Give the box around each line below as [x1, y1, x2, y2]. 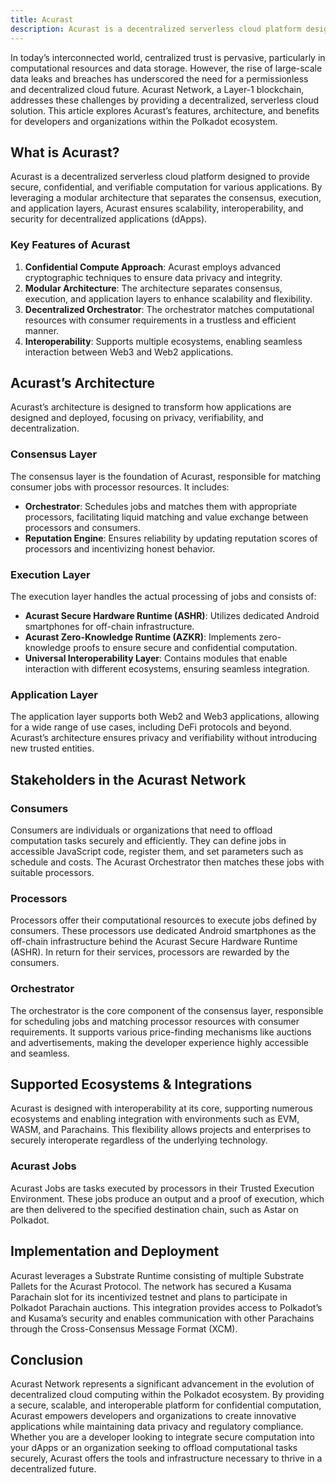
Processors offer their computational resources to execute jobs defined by [10, 914, 317, 926]
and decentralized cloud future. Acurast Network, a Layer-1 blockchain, [10, 83, 305, 95]
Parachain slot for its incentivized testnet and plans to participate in [10, 1291, 288, 1303]
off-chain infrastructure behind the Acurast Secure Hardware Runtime [10, 936, 298, 948]
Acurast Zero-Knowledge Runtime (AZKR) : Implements [24, 631, 257, 643]
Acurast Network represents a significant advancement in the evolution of [10, 1378, 315, 1390]
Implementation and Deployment [10, 1243, 220, 1260]
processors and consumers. [24, 521, 141, 533]
